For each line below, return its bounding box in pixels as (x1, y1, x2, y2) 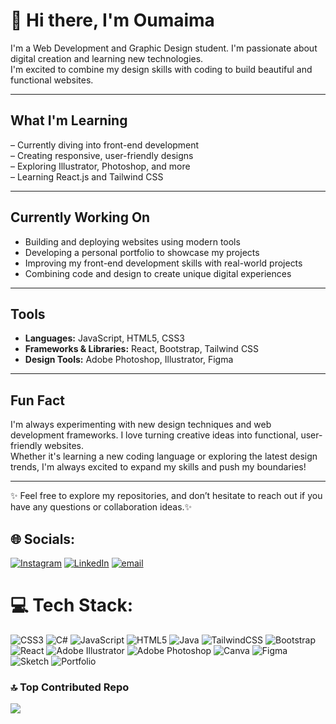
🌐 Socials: (10, 530, 76, 548)
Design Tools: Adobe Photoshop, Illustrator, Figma (24, 354, 234, 366)
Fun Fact (10, 392, 65, 409)
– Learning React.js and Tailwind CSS (10, 170, 164, 183)
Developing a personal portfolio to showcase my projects (24, 246, 260, 258)
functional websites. (10, 74, 94, 86)
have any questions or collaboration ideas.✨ (10, 501, 193, 513)
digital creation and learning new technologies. (10, 52, 204, 64)
